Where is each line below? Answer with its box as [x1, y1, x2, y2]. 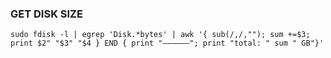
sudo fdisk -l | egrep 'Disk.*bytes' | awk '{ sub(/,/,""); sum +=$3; [10, 30, 311, 40]
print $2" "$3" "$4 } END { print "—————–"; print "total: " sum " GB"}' [10, 38, 325, 49]
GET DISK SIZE [10, 7, 83, 21]
